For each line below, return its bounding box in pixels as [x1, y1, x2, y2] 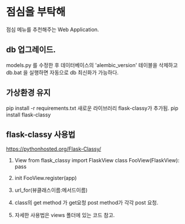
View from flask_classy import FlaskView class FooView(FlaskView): [14, 157, 180, 164]
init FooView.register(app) [14, 175, 78, 182]
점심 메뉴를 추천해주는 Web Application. [6, 26, 99, 33]
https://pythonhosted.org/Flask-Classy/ [6, 145, 102, 153]
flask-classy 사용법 [6, 129, 76, 139]
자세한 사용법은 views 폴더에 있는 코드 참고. [14, 212, 115, 219]
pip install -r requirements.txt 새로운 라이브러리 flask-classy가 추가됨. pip [6, 104, 179, 112]
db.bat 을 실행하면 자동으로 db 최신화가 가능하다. [6, 69, 119, 76]
